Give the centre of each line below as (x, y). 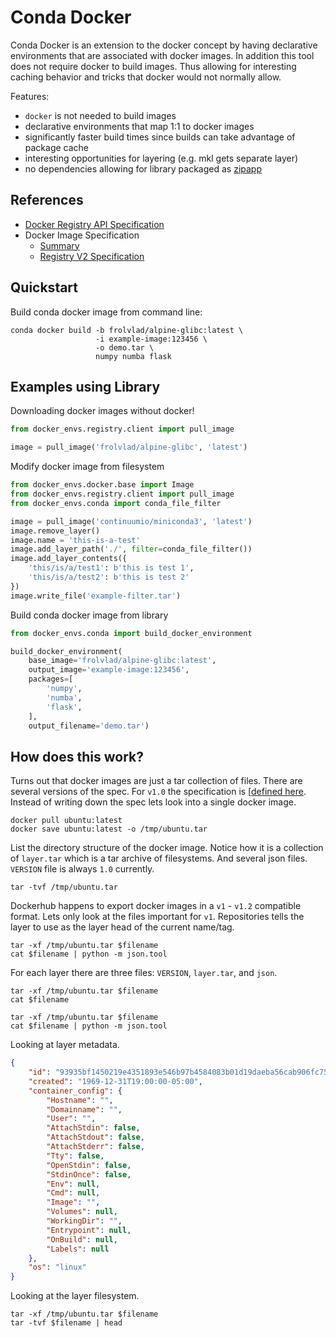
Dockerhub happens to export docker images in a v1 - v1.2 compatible (156, 906)
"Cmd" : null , (73, 1193)
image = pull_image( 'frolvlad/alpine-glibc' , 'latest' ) (129, 447)
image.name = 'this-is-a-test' (75, 540)
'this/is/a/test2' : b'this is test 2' (109, 577)
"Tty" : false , (75, 1156)
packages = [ (51, 679)
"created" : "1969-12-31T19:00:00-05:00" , (115, 1081)
